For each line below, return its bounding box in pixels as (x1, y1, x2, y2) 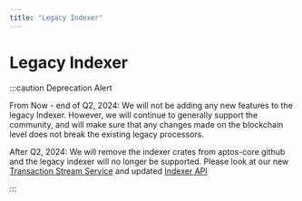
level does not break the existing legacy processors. (9, 129, 204, 139)
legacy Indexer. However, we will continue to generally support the (9, 110, 258, 120)
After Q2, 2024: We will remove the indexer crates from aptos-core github (9, 146, 286, 157)
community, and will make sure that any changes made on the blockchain (9, 119, 284, 129)
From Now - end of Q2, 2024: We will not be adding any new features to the (9, 100, 293, 110)
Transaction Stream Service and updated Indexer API (9, 165, 208, 177)
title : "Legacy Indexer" (9, 13, 103, 23)
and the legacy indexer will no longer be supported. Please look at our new (9, 156, 289, 167)
